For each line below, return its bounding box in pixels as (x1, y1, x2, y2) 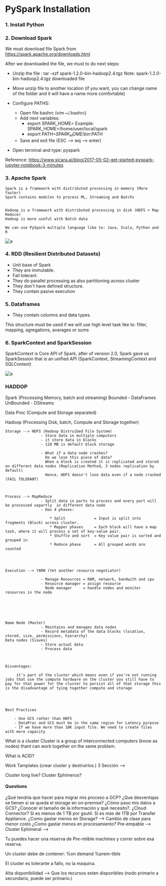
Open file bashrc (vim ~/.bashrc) (19, 110, 87, 116)
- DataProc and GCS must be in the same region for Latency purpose (14, 720, 159, 725)
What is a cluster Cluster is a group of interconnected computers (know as (5, 738, 158, 744)
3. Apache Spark (5, 175, 46, 182)
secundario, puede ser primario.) (5, 875, 73, 881)
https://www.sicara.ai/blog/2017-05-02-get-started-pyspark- (28, 157, 155, 163)
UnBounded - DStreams (5, 399, 54, 406)
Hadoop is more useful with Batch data (5, 216, 88, 221)
